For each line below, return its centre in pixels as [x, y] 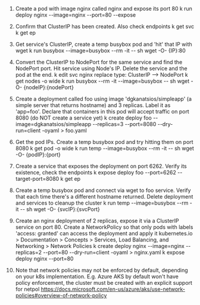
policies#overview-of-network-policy [61, 295]
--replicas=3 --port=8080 [124, 124]
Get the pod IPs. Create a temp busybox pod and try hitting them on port [104, 142]
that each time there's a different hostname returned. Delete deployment [104, 196]
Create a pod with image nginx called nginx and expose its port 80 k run [104, 9]
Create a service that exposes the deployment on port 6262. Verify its [101, 166]
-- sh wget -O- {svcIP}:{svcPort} [60, 209]
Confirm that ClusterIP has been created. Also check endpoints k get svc [105, 26]
